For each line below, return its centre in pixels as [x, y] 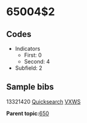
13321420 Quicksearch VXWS [43, 101]
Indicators [27, 48]
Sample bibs [30, 87]
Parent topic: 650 [28, 113]
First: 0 [33, 55]
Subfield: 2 [28, 68]
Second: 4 [37, 62]
